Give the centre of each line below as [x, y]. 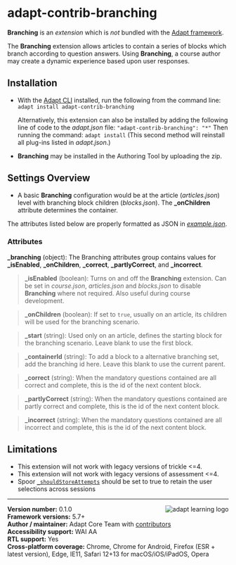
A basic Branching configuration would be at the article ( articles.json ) [118, 195]
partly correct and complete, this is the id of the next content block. [122, 406]
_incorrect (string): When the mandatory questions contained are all [123, 419]
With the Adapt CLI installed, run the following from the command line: [119, 100]
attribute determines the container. [67, 210]
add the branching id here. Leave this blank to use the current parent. [125, 364]
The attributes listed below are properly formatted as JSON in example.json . [117, 224]
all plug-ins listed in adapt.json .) [64, 142]
